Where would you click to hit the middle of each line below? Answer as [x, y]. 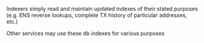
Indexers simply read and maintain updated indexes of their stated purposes [102, 9]
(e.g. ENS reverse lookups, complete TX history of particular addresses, [97, 15]
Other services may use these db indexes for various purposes [86, 33]
